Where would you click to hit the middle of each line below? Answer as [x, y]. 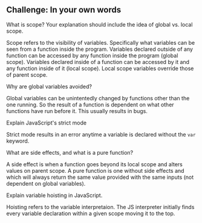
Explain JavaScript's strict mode [46, 123]
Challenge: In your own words [64, 10]
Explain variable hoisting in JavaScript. [54, 195]
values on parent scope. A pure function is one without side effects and [95, 170]
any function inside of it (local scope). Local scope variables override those [100, 68]
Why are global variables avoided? [49, 86]
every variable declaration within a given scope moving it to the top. [91, 213]
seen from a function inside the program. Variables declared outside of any [100, 49]
